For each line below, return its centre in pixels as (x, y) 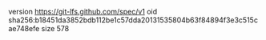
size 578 (55, 28)
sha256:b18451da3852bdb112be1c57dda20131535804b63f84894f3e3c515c (133, 20)
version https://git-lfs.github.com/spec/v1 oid (83, 12)
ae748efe (24, 28)
